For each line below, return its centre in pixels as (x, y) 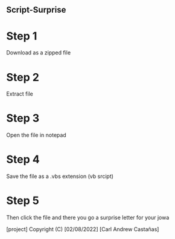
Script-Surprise (36, 10)
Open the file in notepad (36, 135)
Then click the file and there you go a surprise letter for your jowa (88, 218)
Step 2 (23, 77)
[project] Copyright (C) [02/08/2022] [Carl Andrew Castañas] (83, 229)
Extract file (20, 94)
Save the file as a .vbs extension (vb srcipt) (60, 176)
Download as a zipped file (39, 53)
